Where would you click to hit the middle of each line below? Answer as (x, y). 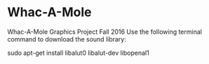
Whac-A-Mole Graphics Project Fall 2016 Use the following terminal (104, 32)
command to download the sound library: (67, 39)
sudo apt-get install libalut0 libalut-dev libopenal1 (78, 53)
